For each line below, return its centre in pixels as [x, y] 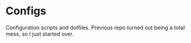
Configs [26, 11]
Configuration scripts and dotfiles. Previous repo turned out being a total [95, 27]
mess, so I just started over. [40, 33]
